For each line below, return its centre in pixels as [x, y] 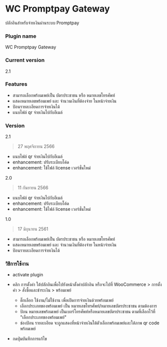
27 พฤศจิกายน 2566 [36, 146]
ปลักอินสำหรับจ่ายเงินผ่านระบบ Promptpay [42, 23]
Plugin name [21, 36]
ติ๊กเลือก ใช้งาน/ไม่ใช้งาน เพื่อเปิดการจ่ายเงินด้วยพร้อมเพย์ [67, 300]
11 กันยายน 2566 [33, 188]
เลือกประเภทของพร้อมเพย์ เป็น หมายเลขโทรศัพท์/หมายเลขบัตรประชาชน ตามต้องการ [89, 306]
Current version [25, 60]
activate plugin [28, 275]
